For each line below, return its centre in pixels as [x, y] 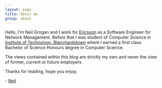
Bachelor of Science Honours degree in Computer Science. [64, 48]
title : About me [21, 14]
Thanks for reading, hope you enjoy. [41, 72]
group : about [18, 18]
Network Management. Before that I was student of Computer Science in [78, 37]
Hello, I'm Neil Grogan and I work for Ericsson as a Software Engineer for [78, 32]
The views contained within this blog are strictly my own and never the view [81, 57]
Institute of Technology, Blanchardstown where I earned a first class [73, 43]
